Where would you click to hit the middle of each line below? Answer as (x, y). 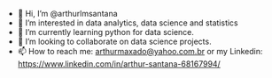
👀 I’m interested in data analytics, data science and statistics (128, 23)
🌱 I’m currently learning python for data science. (106, 32)
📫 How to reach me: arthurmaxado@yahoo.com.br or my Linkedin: (140, 51)
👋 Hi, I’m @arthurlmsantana (67, 14)
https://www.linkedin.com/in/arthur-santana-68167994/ (119, 64)
